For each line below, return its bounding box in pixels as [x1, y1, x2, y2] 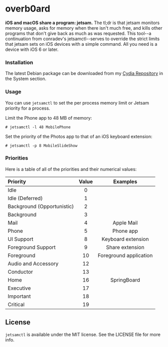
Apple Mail [112, 219, 138, 226]
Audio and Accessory [8, 260, 59, 267]
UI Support [8, 235, 34, 242]
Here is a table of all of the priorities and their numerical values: [5, 166, 137, 172]
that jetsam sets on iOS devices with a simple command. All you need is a [5, 41, 157, 47]
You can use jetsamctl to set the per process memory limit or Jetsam [5, 100, 149, 106]
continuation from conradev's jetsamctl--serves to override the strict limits [5, 36, 160, 42]
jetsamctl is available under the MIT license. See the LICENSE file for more [5, 331, 161, 337]
